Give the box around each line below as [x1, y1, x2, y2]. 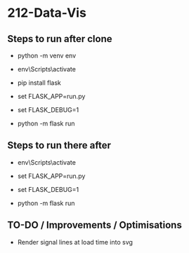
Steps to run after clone [7, 33, 112, 45]
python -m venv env [17, 51, 76, 60]
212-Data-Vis [7, 5, 86, 21]
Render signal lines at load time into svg [17, 238, 133, 246]
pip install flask [17, 78, 62, 87]
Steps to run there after [7, 139, 111, 151]
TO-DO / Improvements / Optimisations [7, 219, 183, 231]
